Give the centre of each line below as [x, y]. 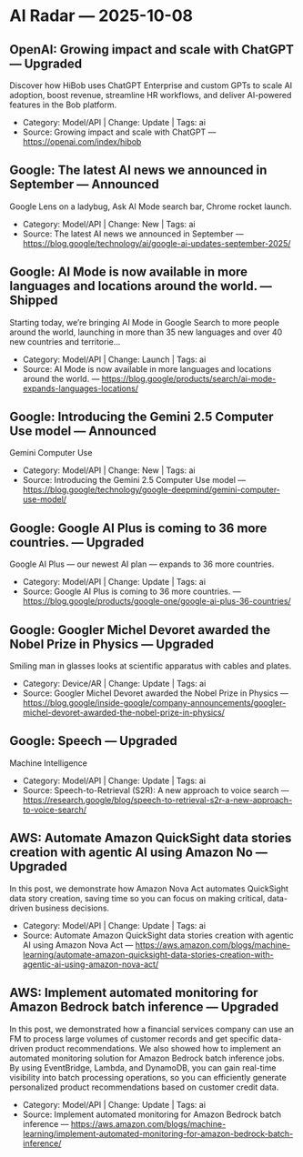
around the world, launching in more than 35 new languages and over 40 [146, 332]
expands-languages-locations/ [81, 388]
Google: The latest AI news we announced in [138, 171]
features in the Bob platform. [63, 105]
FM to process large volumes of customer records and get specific [135, 1039]
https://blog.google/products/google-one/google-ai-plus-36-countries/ [157, 601]
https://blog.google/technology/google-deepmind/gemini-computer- [151, 490]
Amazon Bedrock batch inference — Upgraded [144, 1007]
